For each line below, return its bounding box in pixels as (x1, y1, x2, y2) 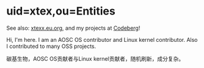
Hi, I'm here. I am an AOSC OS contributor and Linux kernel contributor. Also (6, 36, 198, 43)
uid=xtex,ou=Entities (6, 4, 116, 18)
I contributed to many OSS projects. (6, 42, 97, 50)
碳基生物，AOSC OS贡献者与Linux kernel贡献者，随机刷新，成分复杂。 (6, 55, 184, 62)
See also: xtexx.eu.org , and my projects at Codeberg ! (6, 24, 140, 32)
